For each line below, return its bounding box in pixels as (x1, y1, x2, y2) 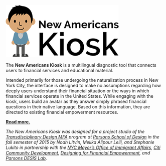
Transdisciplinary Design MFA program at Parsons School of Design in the (6, 134, 159, 140)
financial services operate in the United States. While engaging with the (6, 93, 153, 99)
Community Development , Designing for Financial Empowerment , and (6, 150, 150, 155)
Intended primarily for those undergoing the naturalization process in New (6, 77, 158, 83)
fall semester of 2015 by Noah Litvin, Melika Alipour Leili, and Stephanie (6, 139, 154, 145)
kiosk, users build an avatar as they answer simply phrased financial (6, 98, 147, 104)
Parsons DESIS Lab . (6, 155, 47, 161)
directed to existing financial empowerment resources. (6, 109, 118, 115)
